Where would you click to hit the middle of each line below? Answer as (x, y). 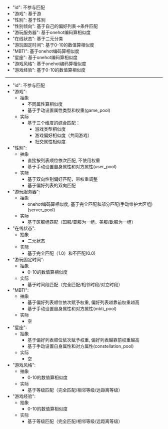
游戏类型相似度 (50, 129)
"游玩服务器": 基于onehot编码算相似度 (51, 32)
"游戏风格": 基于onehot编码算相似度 (49, 64)
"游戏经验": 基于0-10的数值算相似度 (49, 70)
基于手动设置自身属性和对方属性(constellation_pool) (80, 346)
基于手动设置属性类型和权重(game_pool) (69, 110)
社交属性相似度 (50, 141)
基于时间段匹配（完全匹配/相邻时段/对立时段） (75, 285)
